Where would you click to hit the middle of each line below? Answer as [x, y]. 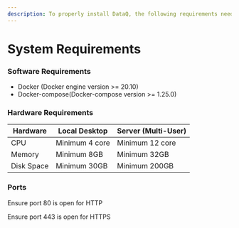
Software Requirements [49, 71]
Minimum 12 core [147, 143]
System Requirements [74, 49]
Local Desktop [83, 131]
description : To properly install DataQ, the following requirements [113, 14]
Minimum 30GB [82, 166]
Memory [25, 155]
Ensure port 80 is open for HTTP [55, 202]
